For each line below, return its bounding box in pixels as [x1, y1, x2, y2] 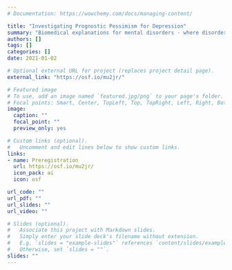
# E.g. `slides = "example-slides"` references [7, 240, 153, 246]
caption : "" [13, 112, 48, 119]
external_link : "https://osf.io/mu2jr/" [7, 73, 126, 80]
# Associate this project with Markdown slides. [7, 226, 156, 234]
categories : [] [7, 48, 51, 55]
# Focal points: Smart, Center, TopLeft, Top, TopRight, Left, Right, [7, 99, 215, 106]
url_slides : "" [7, 201, 51, 208]
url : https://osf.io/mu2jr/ [13, 163, 95, 170]
